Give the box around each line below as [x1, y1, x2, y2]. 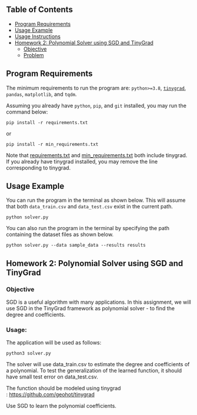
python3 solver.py [6, 350, 51, 357]
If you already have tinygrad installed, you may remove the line [6, 158, 158, 165]
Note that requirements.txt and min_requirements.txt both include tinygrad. [6, 151, 188, 158]
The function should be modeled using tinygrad [6, 385, 121, 392]
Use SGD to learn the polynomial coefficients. [6, 403, 116, 410]
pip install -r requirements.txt [6, 119, 88, 125]
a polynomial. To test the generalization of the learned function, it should [6, 367, 182, 374]
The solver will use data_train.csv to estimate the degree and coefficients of [6, 361, 190, 368]
